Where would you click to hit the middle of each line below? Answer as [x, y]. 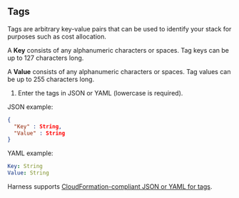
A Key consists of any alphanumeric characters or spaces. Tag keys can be [118, 50]
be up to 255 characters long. [51, 79]
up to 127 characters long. [46, 58]
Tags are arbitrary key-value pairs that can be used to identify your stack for [119, 28]
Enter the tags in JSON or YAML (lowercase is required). [100, 93]
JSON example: [30, 107]
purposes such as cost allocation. [57, 36]
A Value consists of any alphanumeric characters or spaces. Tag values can [119, 71]
